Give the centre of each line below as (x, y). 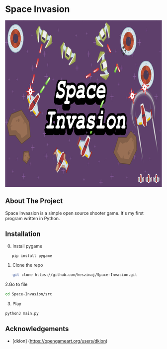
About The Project (34, 201)
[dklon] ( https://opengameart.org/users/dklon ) (60, 341)
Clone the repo (28, 265)
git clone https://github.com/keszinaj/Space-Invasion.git (75, 275)
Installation (23, 234)
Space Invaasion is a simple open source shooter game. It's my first (75, 213)
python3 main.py (22, 314)
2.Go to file (16, 284)
